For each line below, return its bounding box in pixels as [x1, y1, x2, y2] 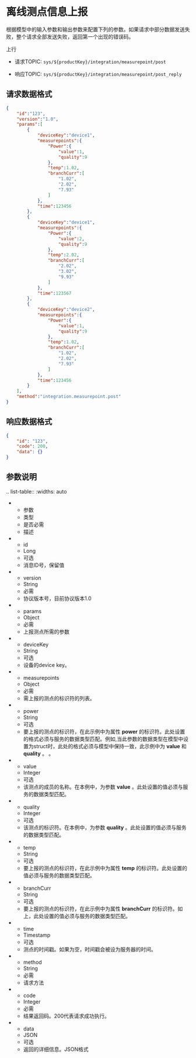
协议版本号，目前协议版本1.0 [23, 595, 92, 602]
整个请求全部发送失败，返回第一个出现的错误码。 [16, 33, 134, 40]
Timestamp [23, 932, 51, 939]
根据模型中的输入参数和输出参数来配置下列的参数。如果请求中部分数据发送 [6, 26, 185, 33]
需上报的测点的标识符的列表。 [23, 694, 95, 701]
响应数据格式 [6, 417, 52, 427]
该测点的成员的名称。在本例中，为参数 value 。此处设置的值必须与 [23, 783, 183, 790]
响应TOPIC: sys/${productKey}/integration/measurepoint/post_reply [14, 70, 182, 77]
